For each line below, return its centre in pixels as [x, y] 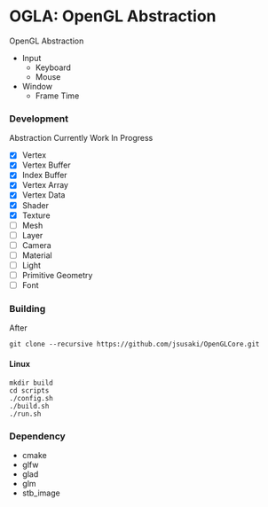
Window [37, 86]
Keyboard [53, 67]
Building [28, 309]
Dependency [38, 436]
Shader [35, 205]
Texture [36, 215]
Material [37, 255]
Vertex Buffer [46, 165]
